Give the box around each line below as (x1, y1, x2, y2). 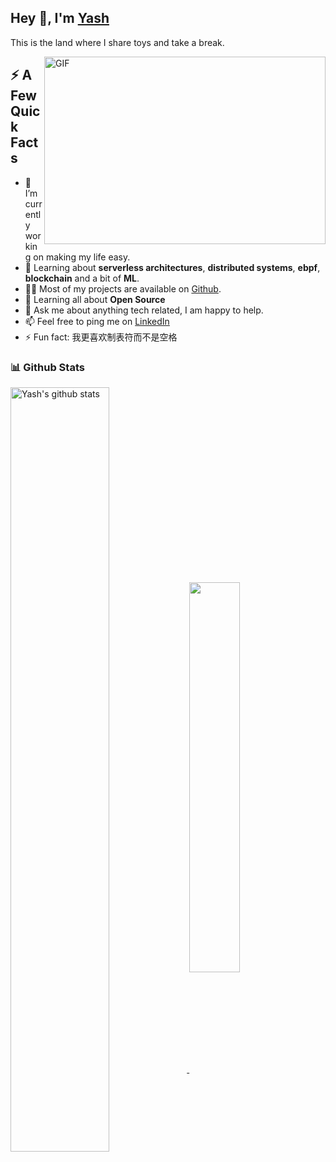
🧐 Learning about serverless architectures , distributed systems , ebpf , (24, 261, 321, 273)
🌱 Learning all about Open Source (24, 293, 166, 305)
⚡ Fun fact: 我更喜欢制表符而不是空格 (24, 331, 178, 343)
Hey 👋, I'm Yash (10, 10, 110, 27)
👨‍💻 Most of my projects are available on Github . (24, 282, 222, 295)
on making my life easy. (33, 251, 131, 263)
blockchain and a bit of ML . (24, 272, 140, 284)
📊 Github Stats (10, 360, 85, 374)
